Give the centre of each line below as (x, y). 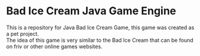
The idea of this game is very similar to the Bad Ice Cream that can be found (100, 40)
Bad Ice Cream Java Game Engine (91, 11)
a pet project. (23, 33)
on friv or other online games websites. (54, 46)
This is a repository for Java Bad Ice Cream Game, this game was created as (100, 27)
